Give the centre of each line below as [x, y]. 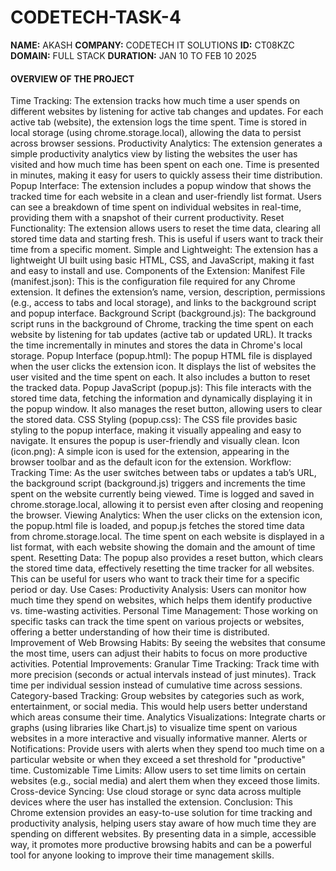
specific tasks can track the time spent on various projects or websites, [157, 622]
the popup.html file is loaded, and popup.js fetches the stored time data [157, 526]
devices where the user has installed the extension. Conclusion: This [151, 802]
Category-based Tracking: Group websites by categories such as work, [157, 696]
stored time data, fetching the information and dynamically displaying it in [161, 398]
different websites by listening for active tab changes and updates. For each [167, 112]
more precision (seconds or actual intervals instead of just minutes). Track [163, 675]
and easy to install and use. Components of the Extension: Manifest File [158, 271]
